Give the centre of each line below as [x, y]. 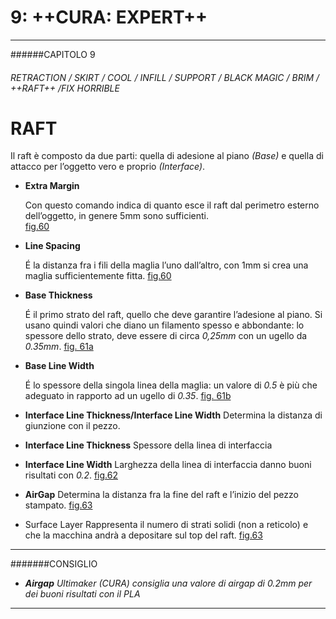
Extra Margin [52, 186]
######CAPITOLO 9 [53, 54]
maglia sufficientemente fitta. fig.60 [98, 276]
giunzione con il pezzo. [72, 426]
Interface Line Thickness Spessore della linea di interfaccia [148, 445]
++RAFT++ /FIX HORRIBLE [65, 88]
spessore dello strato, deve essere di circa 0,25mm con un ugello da [166, 336]
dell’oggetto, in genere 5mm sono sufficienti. [116, 216]
